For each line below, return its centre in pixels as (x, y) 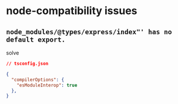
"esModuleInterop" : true (47, 85)
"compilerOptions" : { (38, 80)
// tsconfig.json (27, 63)
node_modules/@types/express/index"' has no (89, 32)
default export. (36, 39)
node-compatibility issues (72, 11)
